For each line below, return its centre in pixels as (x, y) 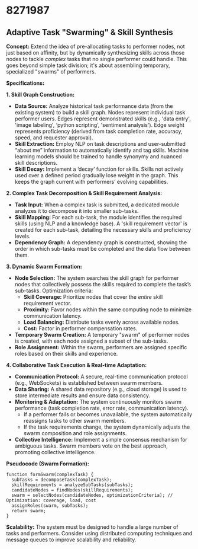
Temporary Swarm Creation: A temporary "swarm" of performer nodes (102, 335)
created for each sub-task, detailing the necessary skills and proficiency (103, 230)
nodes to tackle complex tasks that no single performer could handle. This (97, 59)
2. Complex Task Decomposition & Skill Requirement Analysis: (84, 193)
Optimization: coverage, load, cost (51, 500)
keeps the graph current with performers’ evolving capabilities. (91, 182)
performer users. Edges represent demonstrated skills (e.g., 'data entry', (103, 119)
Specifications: (25, 83)
